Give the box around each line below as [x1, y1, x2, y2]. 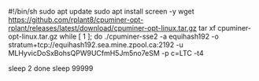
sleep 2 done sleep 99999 [8, 64, 94, 73]
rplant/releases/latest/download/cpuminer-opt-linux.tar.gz [8, 24, 197, 32]
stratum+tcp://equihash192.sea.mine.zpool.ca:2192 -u [8, 40, 183, 50]
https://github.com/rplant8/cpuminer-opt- [8, 15, 144, 24]
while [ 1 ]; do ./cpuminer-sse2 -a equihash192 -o [58, 31, 219, 41]
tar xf [198, 24, 216, 32]
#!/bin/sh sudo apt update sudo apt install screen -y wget [8, 7, 194, 16]
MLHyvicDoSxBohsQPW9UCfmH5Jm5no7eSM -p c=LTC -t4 [8, 49, 205, 57]
